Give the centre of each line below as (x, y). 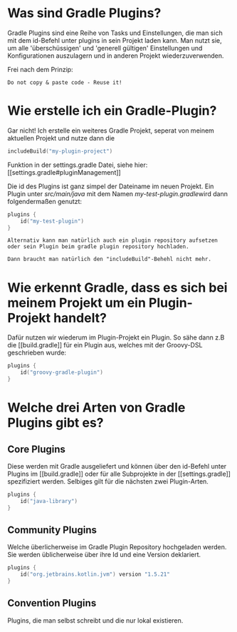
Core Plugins (37, 449)
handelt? (80, 318)
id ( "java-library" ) (49, 501)
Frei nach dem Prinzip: (40, 69)
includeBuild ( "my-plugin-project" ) (60, 151)
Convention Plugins (52, 603)
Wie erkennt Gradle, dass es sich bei (117, 287)
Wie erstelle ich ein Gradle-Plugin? (112, 111)
